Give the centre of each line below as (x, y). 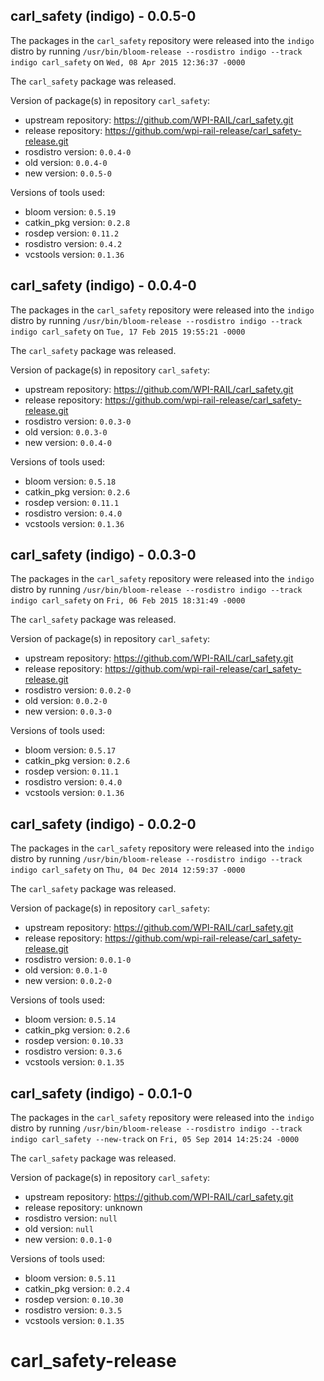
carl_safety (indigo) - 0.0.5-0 (103, 16)
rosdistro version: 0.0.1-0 (78, 960)
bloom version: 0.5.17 (70, 750)
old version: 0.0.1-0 (66, 970)
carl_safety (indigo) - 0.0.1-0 (101, 1093)
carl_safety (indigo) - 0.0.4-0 (103, 285)
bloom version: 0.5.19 (70, 211)
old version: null (59, 1229)
